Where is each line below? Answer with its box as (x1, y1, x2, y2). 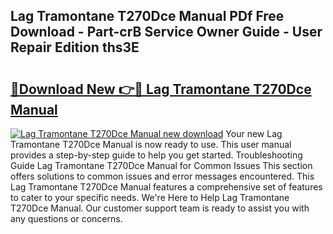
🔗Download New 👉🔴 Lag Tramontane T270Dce (10, 80, 312, 98)
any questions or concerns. (10, 213, 123, 224)
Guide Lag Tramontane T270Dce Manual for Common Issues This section (10, 160, 313, 171)
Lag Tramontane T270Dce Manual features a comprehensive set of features (10, 181, 323, 193)
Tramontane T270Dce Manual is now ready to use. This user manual (10, 139, 292, 150)
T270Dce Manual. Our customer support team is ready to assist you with (10, 202, 310, 214)
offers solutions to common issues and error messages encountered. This (10, 170, 315, 182)
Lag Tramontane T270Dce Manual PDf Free (10, 8, 285, 25)
